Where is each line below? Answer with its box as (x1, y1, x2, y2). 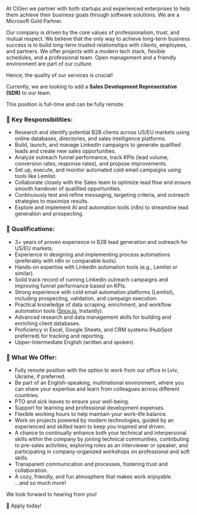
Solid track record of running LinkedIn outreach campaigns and (14, 276, 169, 283)
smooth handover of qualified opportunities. (14, 185, 122, 192)
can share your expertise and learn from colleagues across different (14, 385, 180, 392)
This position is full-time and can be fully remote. (6, 101, 125, 108)
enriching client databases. (14, 319, 81, 326)
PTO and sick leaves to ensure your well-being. (14, 398, 129, 405)
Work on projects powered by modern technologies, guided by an (14, 417, 174, 424)
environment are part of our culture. (6, 60, 93, 67)
